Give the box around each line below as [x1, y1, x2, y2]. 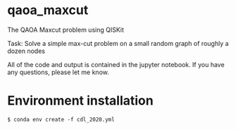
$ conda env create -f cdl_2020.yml [7, 116, 115, 123]
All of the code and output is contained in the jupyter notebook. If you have [7, 60, 225, 69]
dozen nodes [7, 47, 46, 55]
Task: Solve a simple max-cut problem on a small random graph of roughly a [7, 39, 229, 47]
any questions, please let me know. [7, 68, 109, 76]
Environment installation [7, 93, 154, 109]
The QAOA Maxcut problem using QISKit [7, 25, 125, 34]
